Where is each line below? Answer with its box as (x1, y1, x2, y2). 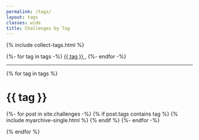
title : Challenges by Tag (6, 25, 70, 31)
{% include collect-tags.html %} (6, 42, 85, 49)
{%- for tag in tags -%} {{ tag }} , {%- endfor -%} (6, 53, 127, 60)
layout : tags (6, 14, 38, 20)
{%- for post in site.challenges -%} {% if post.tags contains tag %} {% (6, 110, 178, 117)
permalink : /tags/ (6, 8, 52, 15)
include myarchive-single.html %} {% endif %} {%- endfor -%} (6, 117, 160, 124)
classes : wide (6, 20, 41, 26)
